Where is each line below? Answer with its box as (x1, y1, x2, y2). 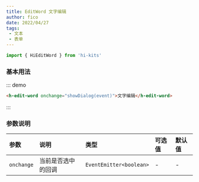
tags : (6, 25, 20, 31)
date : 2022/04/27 (6, 20, 49, 25)
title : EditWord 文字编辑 (6, 8, 67, 15)
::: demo (6, 81, 27, 89)
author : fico (6, 14, 38, 20)
